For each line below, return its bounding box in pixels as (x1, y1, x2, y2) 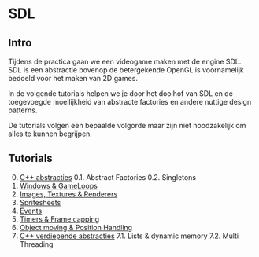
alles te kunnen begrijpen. (8, 129, 93, 138)
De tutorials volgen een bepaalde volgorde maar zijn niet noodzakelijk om (8, 121, 246, 130)
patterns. (8, 105, 38, 115)
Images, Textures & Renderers (19, 189, 118, 199)
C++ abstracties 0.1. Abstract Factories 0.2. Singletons (19, 172, 197, 182)
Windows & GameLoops (19, 181, 98, 190)
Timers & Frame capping (19, 214, 100, 224)
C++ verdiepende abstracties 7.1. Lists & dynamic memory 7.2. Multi (19, 231, 239, 240)
